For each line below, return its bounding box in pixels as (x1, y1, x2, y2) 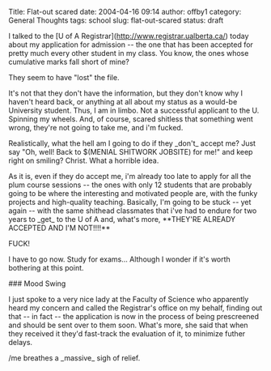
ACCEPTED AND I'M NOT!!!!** (8, 223, 111, 232)
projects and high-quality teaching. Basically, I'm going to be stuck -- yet (8, 198, 252, 207)
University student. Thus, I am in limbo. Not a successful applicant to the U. (8, 105, 260, 115)
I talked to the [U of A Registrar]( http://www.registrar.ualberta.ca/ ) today (8, 32, 249, 41)
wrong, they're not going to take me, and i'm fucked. (8, 123, 184, 132)
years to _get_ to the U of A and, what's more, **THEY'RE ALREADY (8, 215, 236, 224)
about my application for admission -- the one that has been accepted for (8, 40, 253, 49)
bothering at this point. (8, 263, 84, 272)
